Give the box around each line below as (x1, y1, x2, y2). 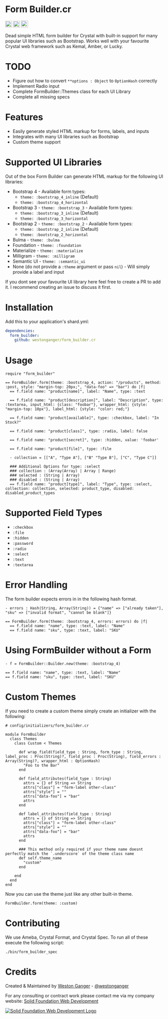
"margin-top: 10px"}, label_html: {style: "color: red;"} (5, 406, 130, 412)
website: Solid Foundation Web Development (5, 998, 98, 1004)
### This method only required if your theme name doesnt (18, 847, 143, 852)
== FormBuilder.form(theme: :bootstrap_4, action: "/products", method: (5, 380, 161, 385)
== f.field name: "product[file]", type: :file (10, 446, 112, 451)
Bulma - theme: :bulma (12, 236, 60, 243)
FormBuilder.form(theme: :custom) (5, 901, 78, 906)
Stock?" (5, 420, 22, 425)
